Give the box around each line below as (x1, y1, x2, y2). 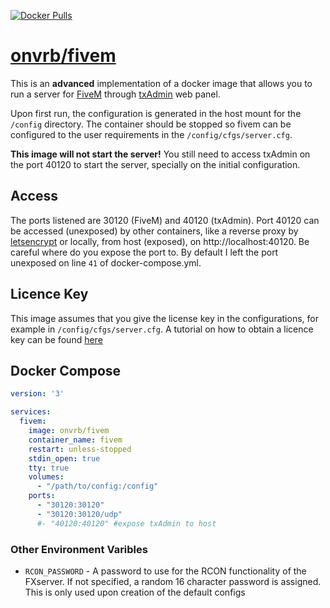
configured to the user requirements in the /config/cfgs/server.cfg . (10, 128, 293, 140)
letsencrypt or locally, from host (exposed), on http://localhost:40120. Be (10, 235, 310, 247)
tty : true (28, 463, 70, 473)
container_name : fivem (28, 435, 123, 445)
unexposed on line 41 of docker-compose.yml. (10, 256, 202, 269)
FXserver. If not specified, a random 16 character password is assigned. (24, 575, 322, 587)
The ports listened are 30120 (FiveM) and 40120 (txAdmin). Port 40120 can (10, 214, 320, 226)
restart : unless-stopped (28, 444, 132, 454)
